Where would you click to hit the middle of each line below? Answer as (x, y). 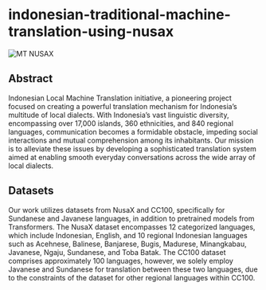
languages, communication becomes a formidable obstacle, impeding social (133, 131)
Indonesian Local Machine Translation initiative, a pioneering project (120, 98)
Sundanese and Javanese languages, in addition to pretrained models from (131, 218)
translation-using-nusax (91, 31)
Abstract (31, 78)
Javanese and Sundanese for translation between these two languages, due (133, 269)
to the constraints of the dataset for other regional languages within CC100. (132, 277)
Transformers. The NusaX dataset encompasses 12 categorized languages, (132, 227)
